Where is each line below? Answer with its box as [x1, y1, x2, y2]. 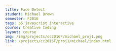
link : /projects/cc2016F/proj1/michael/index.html [5, 39, 112, 44]
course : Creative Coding [5, 25, 56, 30]
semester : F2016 [5, 16, 39, 21]
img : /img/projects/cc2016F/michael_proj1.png [5, 34, 103, 39]
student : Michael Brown [5, 12, 54, 17]
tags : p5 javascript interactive [5, 20, 74, 26]
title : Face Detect [5, 7, 45, 12]
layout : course [5, 30, 37, 34]
